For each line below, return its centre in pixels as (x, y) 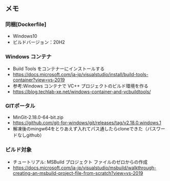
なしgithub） (31, 135)
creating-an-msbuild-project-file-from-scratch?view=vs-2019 (78, 173)
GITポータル (20, 106)
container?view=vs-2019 (39, 80)
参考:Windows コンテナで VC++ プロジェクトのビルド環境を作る (80, 86)
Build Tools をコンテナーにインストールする (59, 69)
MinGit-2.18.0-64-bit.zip (38, 117)
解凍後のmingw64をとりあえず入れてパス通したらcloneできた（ (80, 129)
